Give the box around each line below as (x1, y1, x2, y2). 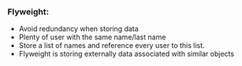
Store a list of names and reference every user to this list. (18, 41, 206, 50)
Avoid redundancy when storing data (18, 24, 139, 34)
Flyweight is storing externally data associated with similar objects (18, 49, 234, 59)
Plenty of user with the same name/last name (18, 32, 166, 42)
